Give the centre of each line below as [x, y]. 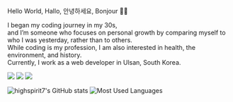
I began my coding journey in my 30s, [62, 25]
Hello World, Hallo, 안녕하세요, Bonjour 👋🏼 [68, 11]
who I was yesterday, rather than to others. [70, 40]
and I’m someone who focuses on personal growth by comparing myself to [116, 32]
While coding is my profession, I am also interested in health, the [102, 47]
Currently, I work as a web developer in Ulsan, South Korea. [94, 62]
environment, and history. [45, 55]
